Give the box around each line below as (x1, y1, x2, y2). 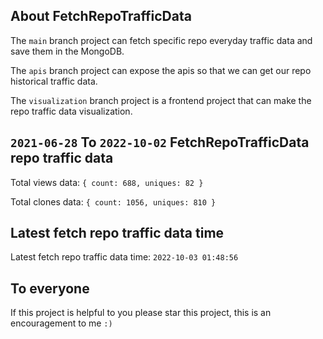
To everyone (10, 280, 90, 297)
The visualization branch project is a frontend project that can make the (10, 94, 312, 106)
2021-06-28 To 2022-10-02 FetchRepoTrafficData (10, 134, 310, 151)
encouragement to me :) (10, 317, 113, 329)
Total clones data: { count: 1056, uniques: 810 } (10, 195, 217, 208)
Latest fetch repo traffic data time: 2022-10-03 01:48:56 (10, 251, 239, 263)
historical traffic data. (10, 75, 98, 87)
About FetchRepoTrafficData (10, 8, 192, 25)
